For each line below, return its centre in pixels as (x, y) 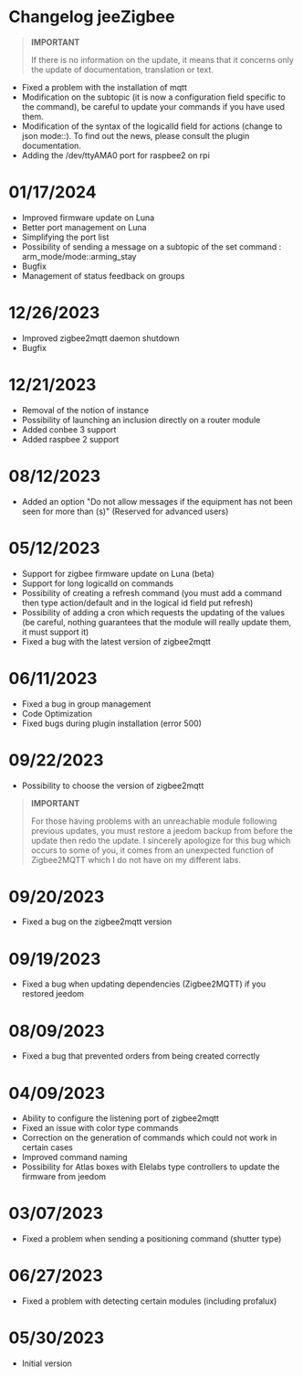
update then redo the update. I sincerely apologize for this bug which (161, 840)
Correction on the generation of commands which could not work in (149, 1138)
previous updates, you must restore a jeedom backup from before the (162, 830)
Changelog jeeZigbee (92, 17)
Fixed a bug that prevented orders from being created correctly (141, 1056)
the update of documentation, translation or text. (122, 69)
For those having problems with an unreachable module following (154, 821)
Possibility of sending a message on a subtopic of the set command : (151, 246)
